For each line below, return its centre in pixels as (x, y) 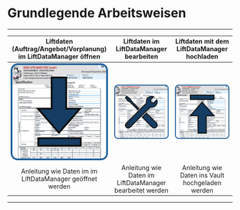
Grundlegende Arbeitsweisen (97, 13)
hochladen (202, 57)
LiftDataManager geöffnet (59, 179)
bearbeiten (141, 57)
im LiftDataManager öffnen (59, 57)
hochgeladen (202, 182)
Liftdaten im (141, 41)
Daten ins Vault (202, 175)
